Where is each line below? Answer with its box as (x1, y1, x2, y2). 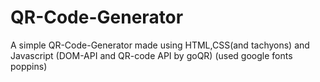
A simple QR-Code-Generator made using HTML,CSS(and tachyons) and (10, 39, 310, 51)
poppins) (10, 60, 48, 72)
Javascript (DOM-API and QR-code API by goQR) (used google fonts (10, 49, 293, 61)
